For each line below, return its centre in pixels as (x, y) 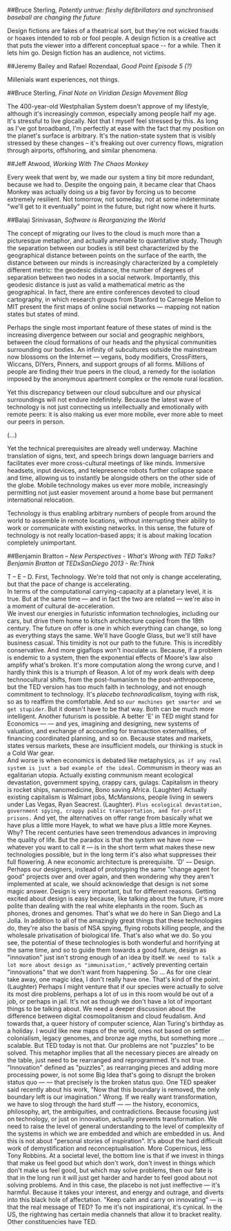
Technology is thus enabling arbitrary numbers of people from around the (112, 513)
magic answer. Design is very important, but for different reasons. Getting (112, 891)
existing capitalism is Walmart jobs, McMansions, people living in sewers (110, 797)
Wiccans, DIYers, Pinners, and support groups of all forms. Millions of (106, 364)
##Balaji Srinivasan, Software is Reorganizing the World (86, 220)
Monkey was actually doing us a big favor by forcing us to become (102, 192)
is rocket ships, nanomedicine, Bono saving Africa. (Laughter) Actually (107, 790)
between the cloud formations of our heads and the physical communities (112, 342)
